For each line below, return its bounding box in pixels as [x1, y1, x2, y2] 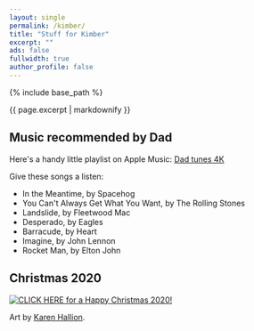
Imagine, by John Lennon [21, 235, 116, 246]
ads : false [9, 46, 50, 55]
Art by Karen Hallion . [9, 311, 86, 322]
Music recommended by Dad [9, 130, 173, 145]
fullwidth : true [9, 54, 70, 63]
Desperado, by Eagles [21, 216, 104, 227]
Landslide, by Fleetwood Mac [21, 206, 131, 218]
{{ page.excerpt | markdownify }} [9, 104, 131, 115]
